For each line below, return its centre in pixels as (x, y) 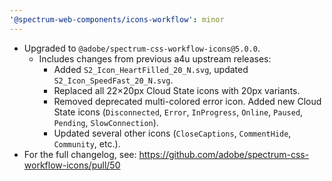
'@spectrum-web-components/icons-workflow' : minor (117, 19)
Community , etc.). (87, 143)
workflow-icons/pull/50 (72, 165)
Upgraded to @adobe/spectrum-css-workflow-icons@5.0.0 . (142, 48)
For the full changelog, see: (80, 154)
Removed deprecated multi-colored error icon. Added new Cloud (187, 101)
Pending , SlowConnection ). (106, 122)
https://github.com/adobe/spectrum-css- (224, 154)
